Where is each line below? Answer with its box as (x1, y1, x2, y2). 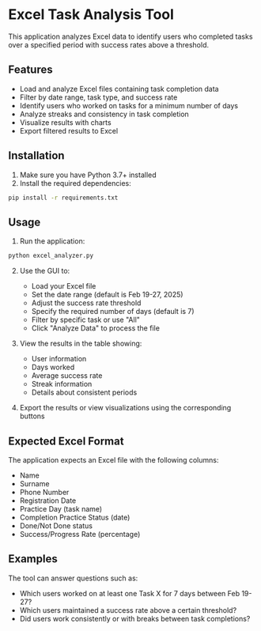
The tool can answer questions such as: (8, 573, 138, 583)
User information (31, 354, 87, 364)
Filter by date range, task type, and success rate (19, 93, 178, 102)
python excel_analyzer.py (8, 251, 93, 260)
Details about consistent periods (31, 387, 138, 397)
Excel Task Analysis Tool (8, 6, 174, 24)
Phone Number (19, 487, 70, 497)
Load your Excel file (31, 281, 96, 291)
